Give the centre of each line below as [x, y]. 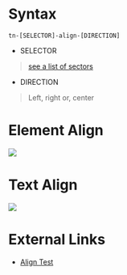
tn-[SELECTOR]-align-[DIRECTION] [64, 36]
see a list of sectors [61, 66]
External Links [57, 239]
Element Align [56, 131]
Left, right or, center [61, 97]
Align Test [37, 262]
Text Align [43, 185]
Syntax [33, 14]
